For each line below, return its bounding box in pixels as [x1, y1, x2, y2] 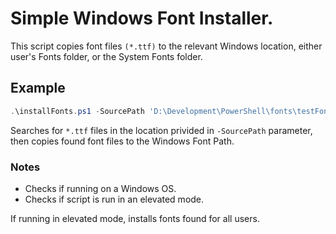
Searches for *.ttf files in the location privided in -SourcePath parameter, [10, 124, 313, 136]
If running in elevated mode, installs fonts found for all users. [10, 212, 260, 224]
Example [10, 80, 66, 97]
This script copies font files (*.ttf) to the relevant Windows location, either [10, 40, 323, 52]
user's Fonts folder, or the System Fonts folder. [10, 50, 203, 62]
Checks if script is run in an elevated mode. [24, 193, 205, 205]
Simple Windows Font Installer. [10, 7, 274, 30]
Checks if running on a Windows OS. [24, 182, 177, 194]
